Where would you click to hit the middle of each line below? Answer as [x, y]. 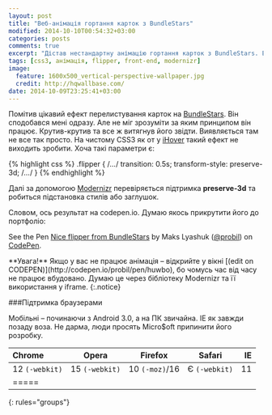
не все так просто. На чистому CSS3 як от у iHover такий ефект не [123, 140]
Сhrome [28, 355]
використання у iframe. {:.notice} [65, 287]
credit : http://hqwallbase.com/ [70, 83]
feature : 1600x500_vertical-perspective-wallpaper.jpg [110, 76]
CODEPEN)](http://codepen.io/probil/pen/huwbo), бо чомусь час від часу [133, 270]
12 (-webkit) [38, 369]
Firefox [154, 355]
